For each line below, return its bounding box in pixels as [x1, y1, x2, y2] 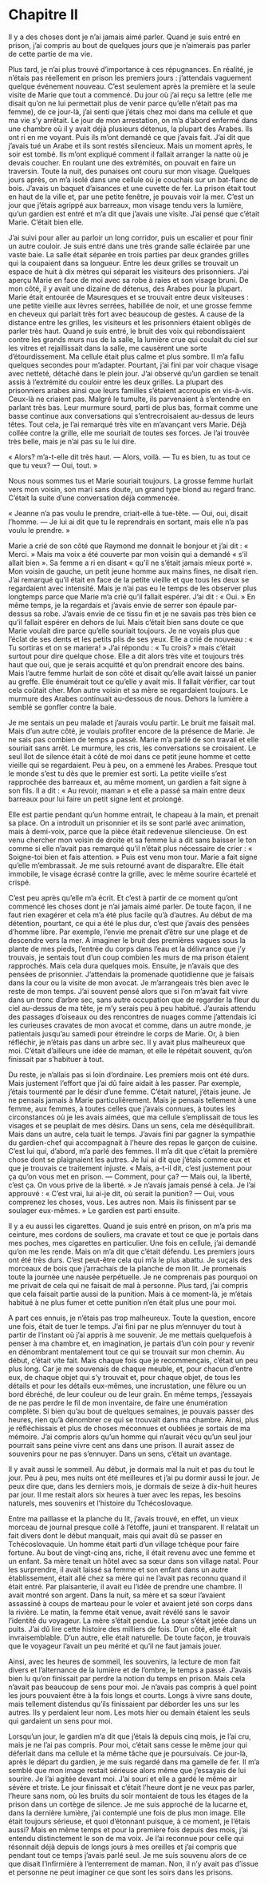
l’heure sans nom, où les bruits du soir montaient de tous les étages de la [8, 1791, 249, 1800]
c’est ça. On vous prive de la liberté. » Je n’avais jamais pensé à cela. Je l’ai [8, 1180, 256, 1190]
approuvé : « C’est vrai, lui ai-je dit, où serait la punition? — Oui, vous [8, 1188, 235, 1198]
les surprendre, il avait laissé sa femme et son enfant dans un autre [8, 1565, 229, 1574]
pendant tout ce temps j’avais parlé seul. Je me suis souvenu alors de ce [8, 1850, 247, 1859]
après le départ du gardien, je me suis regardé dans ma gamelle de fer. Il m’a [8, 1756, 260, 1767]
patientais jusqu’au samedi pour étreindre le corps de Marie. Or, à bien [8, 1028, 240, 1038]
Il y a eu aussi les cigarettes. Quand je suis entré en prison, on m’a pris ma [8, 1221, 252, 1231]
